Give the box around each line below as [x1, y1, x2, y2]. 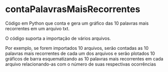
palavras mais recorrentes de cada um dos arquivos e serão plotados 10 [5, 50, 155, 56]
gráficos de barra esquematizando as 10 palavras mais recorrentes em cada [5, 55, 163, 61]
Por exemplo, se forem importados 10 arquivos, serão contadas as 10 [5, 45, 149, 51]
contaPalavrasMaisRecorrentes [5, 4, 140, 15]
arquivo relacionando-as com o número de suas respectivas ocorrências [5, 61, 156, 67]
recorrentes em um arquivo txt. [5, 25, 70, 31]
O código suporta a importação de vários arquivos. [5, 35, 111, 41]
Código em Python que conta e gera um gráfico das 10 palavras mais [5, 20, 149, 26]
